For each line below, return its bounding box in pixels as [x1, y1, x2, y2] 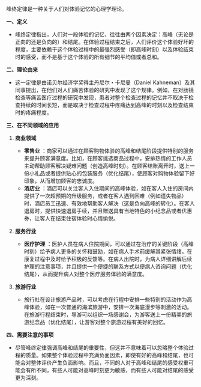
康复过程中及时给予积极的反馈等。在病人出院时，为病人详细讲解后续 [23, 255, 193, 263]
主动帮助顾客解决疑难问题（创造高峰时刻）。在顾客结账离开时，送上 [23, 162, 190, 169]
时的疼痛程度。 [14, 109, 52, 116]
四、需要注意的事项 [6, 331, 54, 338]
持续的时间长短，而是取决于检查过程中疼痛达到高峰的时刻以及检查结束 [20, 102, 194, 108]
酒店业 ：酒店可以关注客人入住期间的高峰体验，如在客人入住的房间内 [23, 185, 194, 192]
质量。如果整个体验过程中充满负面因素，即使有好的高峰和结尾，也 [25, 352, 189, 359]
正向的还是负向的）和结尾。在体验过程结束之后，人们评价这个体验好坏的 [14, 38, 194, 45]
